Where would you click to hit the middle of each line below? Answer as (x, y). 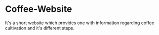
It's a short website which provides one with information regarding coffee (80, 23)
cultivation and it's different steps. (40, 28)
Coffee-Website (39, 9)
